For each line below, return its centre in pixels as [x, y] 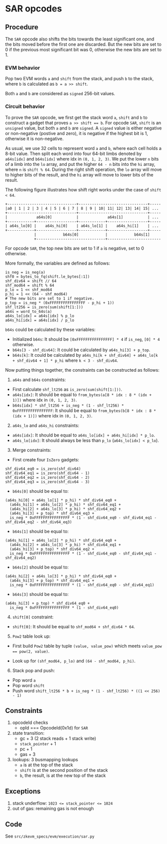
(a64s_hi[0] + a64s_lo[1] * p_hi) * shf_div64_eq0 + [61, 500]
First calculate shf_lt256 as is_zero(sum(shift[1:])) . [67, 389]
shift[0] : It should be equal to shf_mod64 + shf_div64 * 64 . [74, 626]
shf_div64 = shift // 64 [31, 281]
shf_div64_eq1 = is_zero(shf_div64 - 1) [48, 473]
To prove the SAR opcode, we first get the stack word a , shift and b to [76, 117]
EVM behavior [23, 68]
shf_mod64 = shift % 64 [30, 285]
